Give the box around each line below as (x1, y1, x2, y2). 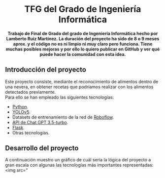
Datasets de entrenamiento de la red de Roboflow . (12, 114, 114, 120)
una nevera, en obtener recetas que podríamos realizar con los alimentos (5, 84, 154, 90)
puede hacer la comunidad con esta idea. (39, 51, 126, 57)
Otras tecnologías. (12, 129, 50, 135)
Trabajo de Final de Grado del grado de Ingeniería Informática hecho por (7, 30, 158, 36)
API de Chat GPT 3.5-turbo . (12, 119, 68, 125)
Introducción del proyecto (5, 66, 86, 74)
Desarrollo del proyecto (5, 144, 79, 152)
